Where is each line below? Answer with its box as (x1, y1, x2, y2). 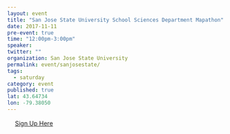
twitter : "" (7, 49, 41, 56)
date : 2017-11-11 (7, 23, 57, 30)
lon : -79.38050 (7, 100, 51, 107)
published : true (7, 87, 54, 93)
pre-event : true (7, 29, 54, 36)
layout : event (7, 10, 48, 17)
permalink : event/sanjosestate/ (7, 61, 100, 68)
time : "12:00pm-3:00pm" (7, 36, 76, 43)
